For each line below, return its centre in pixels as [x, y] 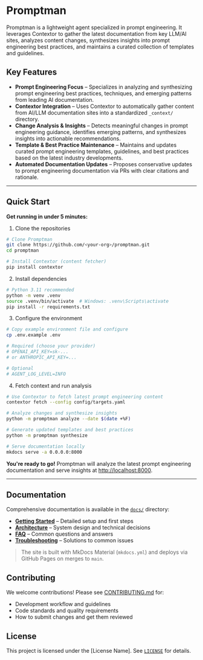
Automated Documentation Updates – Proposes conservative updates [103, 164]
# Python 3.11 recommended [40, 290]
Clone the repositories [43, 228]
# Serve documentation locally [46, 446]
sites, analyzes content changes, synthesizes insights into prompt [88, 40]
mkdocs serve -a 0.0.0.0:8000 [44, 452]
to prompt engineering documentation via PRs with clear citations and [102, 170]
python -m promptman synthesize [47, 435]
